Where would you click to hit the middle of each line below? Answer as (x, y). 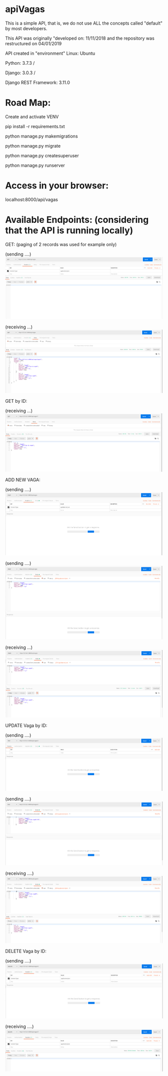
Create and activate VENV (32, 116)
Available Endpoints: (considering (77, 220)
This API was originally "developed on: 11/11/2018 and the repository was (80, 38)
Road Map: (28, 103)
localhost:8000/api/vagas (32, 199)
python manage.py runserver (35, 165)
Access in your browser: (57, 186)
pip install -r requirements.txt (35, 126)
